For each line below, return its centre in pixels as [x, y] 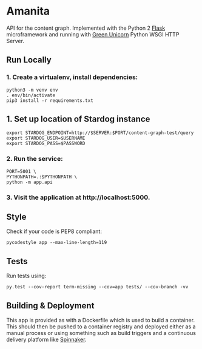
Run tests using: [26, 276]
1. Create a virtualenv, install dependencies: [72, 77]
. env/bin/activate [31, 95]
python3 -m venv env [32, 90]
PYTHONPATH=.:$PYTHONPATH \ [42, 177]
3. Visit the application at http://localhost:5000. [78, 197]
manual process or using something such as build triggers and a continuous [101, 333]
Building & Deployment [50, 306]
